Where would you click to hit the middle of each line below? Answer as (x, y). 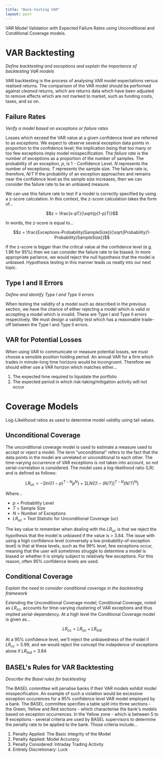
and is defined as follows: (31, 473)
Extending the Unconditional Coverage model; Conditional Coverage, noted (81, 603)
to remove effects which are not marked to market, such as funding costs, (79, 96)
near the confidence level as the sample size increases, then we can (74, 179)
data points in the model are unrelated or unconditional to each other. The (79, 457)
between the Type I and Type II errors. (50, 325)
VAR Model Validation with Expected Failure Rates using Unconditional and (80, 28)
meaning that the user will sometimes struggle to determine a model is (76, 551)
